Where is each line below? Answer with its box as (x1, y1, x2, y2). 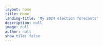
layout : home (5, 7, 32, 12)
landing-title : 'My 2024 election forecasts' (5, 16, 99, 21)
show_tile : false (5, 34, 40, 39)
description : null (5, 20, 42, 25)
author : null (5, 29, 32, 34)
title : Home (5, 11, 29, 16)
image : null (5, 25, 29, 30)
